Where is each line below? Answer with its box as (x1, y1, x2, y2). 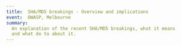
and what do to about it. (11, 31, 77, 37)
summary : (6, 20, 28, 26)
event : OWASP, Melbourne (6, 14, 71, 20)
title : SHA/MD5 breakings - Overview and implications (6, 8, 149, 15)
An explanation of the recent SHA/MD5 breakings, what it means (11, 25, 176, 32)
